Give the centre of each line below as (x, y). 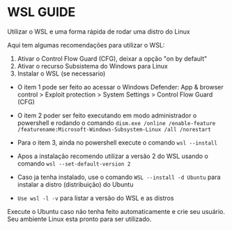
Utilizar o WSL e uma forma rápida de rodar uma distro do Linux (99, 31)
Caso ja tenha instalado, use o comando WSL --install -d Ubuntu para (119, 177)
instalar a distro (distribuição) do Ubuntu (75, 184)
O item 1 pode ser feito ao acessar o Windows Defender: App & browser (121, 87)
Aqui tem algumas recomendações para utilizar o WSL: (86, 45)
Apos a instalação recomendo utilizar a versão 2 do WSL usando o (113, 156)
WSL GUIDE (41, 12)
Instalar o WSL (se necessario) (61, 73)
